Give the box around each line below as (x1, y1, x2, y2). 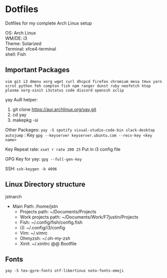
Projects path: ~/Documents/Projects (19, 208, 96, 214)
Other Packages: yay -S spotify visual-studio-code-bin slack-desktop (5, 126, 155, 132)
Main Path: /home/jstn (12, 203, 58, 209)
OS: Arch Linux (5, 30, 36, 36)
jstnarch (5, 193, 22, 199)
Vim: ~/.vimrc (19, 230, 48, 236)
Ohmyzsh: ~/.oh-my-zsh (19, 235, 70, 241)
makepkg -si (12, 117, 38, 123)
